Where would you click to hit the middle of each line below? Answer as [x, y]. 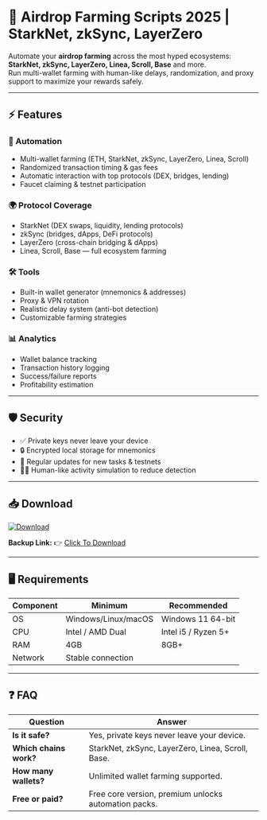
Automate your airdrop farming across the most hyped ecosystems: [120, 56]
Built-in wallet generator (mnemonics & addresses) [103, 292]
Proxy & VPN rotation [54, 301]
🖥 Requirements [48, 579]
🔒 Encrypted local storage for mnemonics [88, 450]
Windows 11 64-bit [198, 619]
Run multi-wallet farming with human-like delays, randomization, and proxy [131, 72]
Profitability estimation [56, 384]
